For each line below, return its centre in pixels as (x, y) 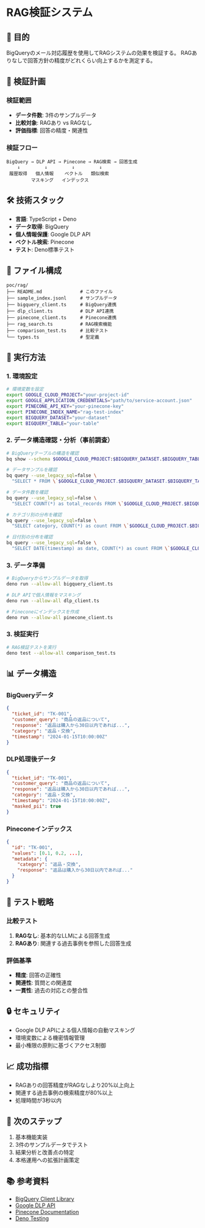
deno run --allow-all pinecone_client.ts (60, 617)
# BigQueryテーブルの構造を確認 (43, 453)
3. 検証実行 (23, 634)
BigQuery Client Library (45, 1199)
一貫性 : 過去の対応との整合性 (52, 990)
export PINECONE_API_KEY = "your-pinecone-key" (65, 406)
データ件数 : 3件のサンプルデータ (56, 115)
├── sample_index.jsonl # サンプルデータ (62, 298)
